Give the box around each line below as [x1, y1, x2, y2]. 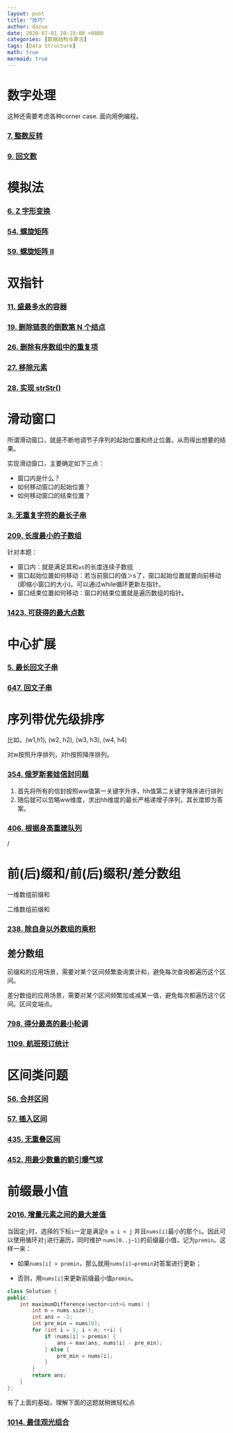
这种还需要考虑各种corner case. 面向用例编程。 [7, 112, 143, 120]
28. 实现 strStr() [7, 383, 61, 393]
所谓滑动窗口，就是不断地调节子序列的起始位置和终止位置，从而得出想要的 [7, 436, 220, 444]
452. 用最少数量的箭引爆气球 [7, 1155, 103, 1165]
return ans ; [32, 1372, 67, 1379]
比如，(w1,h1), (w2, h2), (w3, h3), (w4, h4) [7, 736, 128, 744]
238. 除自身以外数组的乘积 [7, 924, 96, 934]
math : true [7, 49, 39, 56]
